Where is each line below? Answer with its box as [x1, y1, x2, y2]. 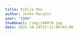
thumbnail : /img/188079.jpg [5, 20, 63, 25]
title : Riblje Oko [5, 7, 43, 12]
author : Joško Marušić [5, 12, 52, 16]
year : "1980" [5, 16, 32, 21]
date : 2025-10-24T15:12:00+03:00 [5, 25, 74, 30]
